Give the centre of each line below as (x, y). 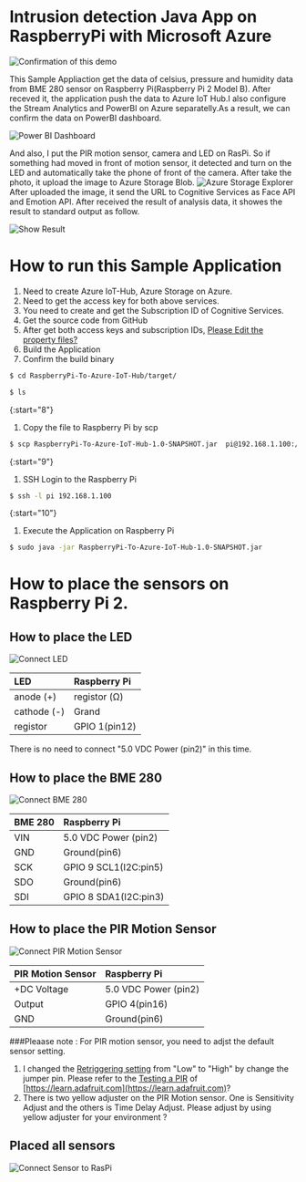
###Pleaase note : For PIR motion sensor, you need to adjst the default (142, 1041)
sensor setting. (37, 1051)
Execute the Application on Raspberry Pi (98, 531)
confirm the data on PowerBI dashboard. (86, 118)
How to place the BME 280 (86, 778)
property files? (50, 339)
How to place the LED (71, 637)
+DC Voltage (41, 989)
